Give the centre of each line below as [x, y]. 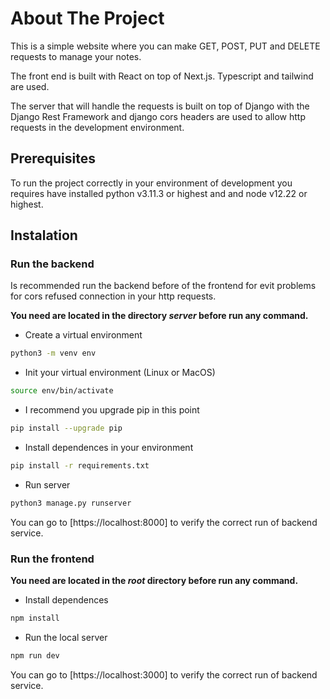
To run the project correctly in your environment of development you [151, 183]
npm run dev [35, 655]
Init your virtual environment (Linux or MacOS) [120, 373]
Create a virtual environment [83, 335]
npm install [35, 618]
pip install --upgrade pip [66, 428]
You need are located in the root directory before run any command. [154, 581]
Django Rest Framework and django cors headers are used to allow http [158, 116]
